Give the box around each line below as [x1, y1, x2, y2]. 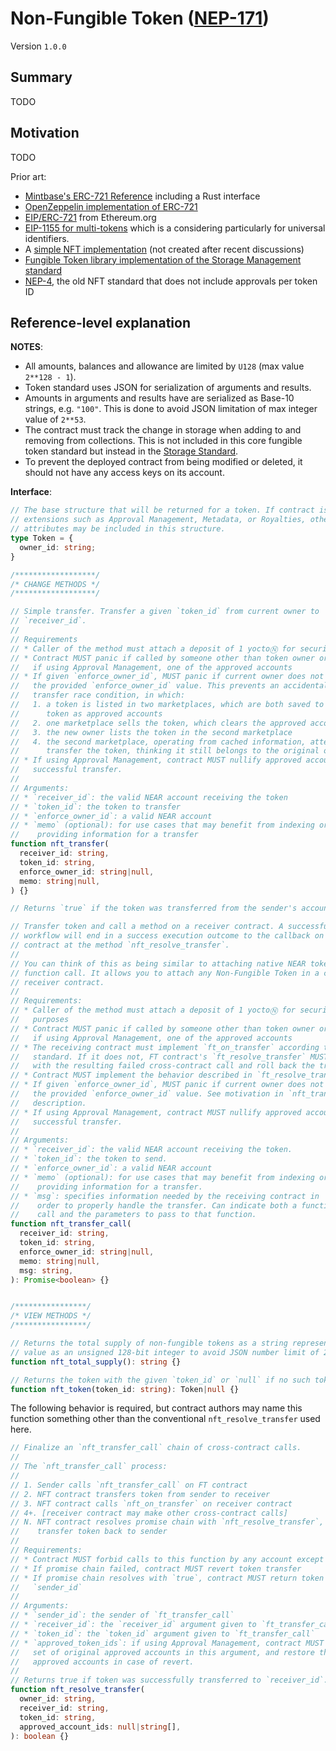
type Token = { [10, 533, 74, 543]
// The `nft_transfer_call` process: [10, 1462, 168, 1472]
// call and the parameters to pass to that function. [10, 1210, 257, 1220]
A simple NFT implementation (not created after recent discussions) [24, 243, 305, 255]
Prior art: [10, 170, 47, 182]
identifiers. [24, 232, 70, 244]
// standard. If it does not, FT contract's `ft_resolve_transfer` [10, 1052, 307, 1062]
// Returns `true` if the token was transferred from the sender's [10, 903, 298, 914]
